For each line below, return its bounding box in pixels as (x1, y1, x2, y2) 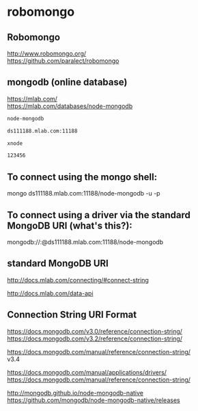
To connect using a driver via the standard (7, 209, 191, 221)
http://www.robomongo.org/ (7, 49, 87, 57)
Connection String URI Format (7, 309, 137, 321)
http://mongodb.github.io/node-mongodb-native (7, 388, 143, 397)
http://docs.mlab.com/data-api (7, 289, 94, 297)
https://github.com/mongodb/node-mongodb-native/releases (7, 396, 180, 404)
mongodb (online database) (7, 77, 128, 88)
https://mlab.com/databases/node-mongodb (7, 102, 133, 110)
